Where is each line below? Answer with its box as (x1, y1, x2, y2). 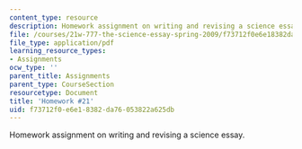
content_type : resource (9, 13, 99, 22)
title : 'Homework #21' (9, 96, 94, 106)
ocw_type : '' (9, 64, 58, 73)
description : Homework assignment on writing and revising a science (9, 22, 276, 31)
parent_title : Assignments (9, 72, 111, 81)
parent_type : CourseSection (9, 80, 115, 89)
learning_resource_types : (9, 47, 106, 56)
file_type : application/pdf (9, 38, 115, 48)
